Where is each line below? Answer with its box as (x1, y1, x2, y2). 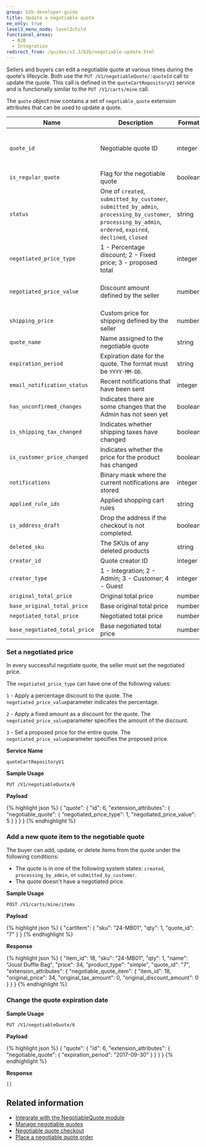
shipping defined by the (100, 316, 169, 325)
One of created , (100, 186, 145, 195)
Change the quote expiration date (6, 996, 109, 1005)
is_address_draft (9, 522, 60, 529)
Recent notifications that (100, 377, 170, 385)
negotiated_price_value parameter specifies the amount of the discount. (6, 717, 189, 724)
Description (118, 118, 153, 126)
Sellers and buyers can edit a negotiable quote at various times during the (6, 66, 193, 73)
